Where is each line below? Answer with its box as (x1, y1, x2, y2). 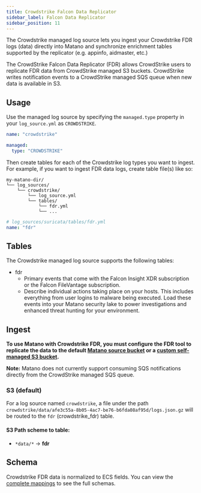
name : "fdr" (6, 224, 36, 230)
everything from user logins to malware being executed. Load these (23, 294, 191, 301)
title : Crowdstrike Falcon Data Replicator (6, 8, 117, 15)
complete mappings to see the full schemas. (6, 479, 116, 487)
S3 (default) (6, 386, 42, 394)
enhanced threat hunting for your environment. (23, 307, 140, 314)
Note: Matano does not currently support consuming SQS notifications (6, 365, 181, 372)
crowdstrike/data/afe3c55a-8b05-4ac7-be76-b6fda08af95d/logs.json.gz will (6, 406, 194, 414)
